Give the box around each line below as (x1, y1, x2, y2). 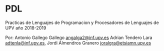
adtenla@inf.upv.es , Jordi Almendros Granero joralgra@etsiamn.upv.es (5, 39, 151, 45)
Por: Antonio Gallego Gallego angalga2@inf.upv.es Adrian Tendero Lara (5, 34, 152, 40)
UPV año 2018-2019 (5, 24, 46, 30)
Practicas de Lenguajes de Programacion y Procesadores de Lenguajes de (5, 19, 159, 25)
